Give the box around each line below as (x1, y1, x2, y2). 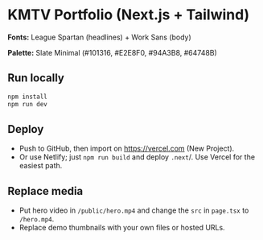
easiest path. (18, 161, 63, 171)
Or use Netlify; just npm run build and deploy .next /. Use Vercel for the (18, 152, 255, 162)
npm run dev (7, 100, 47, 108)
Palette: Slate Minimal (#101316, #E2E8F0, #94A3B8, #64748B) (7, 48, 218, 57)
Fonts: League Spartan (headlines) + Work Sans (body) (7, 32, 192, 42)
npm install (7, 93, 47, 101)
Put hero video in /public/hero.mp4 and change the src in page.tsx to (18, 205, 249, 215)
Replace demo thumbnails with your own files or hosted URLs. (18, 223, 226, 233)
